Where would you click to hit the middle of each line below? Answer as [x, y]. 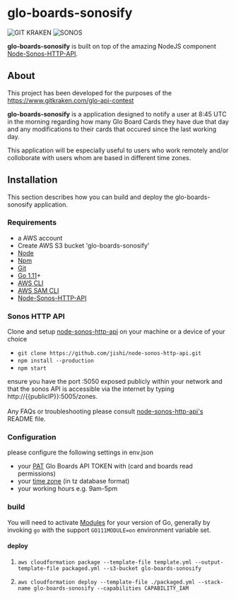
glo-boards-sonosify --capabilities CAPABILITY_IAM [111, 588]
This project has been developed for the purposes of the [89, 92]
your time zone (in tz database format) [73, 481]
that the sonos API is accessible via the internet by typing [91, 389]
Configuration [32, 437]
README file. [26, 419]
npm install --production [55, 361]
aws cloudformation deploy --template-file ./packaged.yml [106, 582]
